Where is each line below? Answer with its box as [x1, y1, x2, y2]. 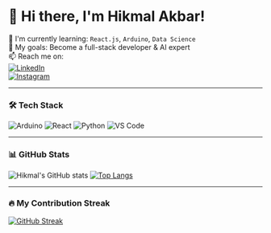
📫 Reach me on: [8, 51, 65, 61]
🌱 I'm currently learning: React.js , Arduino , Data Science [8, 34, 196, 43]
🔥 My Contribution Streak [8, 198, 110, 209]
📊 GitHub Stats [8, 149, 70, 160]
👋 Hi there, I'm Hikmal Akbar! [8, 7, 206, 26]
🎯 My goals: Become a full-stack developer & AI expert [8, 42, 191, 51]
